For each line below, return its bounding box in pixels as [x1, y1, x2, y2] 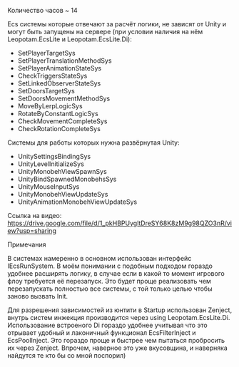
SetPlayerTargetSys [17, 49, 76, 57]
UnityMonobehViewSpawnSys [17, 167, 107, 175]
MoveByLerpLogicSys [17, 102, 83, 110]
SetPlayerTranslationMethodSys [17, 56, 112, 65]
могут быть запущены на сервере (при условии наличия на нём [7, 28, 203, 36]
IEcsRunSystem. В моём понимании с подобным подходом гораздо [7, 262, 213, 270]
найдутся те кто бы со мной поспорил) [7, 351, 126, 359]
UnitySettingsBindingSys [17, 153, 91, 160]
